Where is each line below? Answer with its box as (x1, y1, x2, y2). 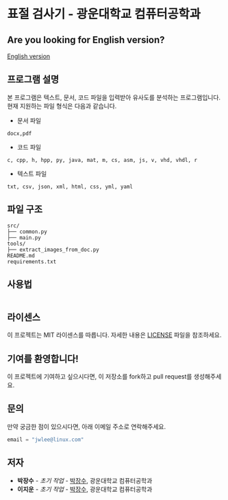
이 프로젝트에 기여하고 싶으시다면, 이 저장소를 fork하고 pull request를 (7, 372, 192, 381)
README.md (7, 252, 36, 259)
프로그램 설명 (7, 73, 60, 86)
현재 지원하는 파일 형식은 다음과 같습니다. (7, 102, 117, 110)
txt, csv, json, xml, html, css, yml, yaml (7, 183, 134, 190)
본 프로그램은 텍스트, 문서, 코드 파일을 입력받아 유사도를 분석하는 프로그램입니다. (7, 93, 221, 102)
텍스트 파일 (16, 169, 47, 178)
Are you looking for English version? (7, 34, 166, 45)
